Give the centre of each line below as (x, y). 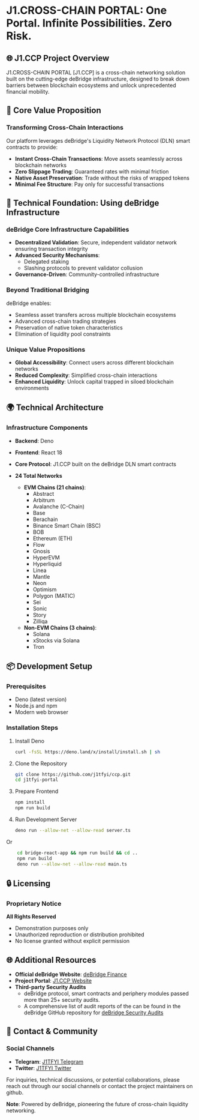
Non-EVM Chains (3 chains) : (60, 627)
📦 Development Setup (49, 667)
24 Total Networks (39, 475)
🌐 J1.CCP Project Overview (58, 58)
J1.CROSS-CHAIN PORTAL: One (87, 11)
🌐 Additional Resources (51, 960)
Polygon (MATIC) (54, 595)
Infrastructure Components (47, 428)
